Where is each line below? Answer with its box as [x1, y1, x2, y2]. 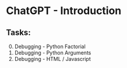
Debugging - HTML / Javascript [14, 56, 91, 62]
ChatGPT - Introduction [6, 4, 122, 18]
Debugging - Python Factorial [14, 43, 86, 50]
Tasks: [6, 28, 31, 38]
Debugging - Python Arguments [14, 49, 91, 56]
